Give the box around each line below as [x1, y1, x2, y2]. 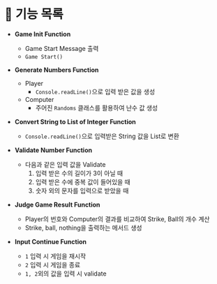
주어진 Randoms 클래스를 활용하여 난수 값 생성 [35, 103, 158, 112]
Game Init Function [14, 29, 71, 38]
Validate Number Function [14, 146, 93, 154]
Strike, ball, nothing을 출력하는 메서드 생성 [24, 223, 142, 232]
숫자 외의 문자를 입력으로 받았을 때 [35, 186, 129, 195]
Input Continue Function [14, 237, 87, 246]
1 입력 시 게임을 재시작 [24, 252, 87, 260]
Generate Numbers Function [14, 66, 99, 74]
